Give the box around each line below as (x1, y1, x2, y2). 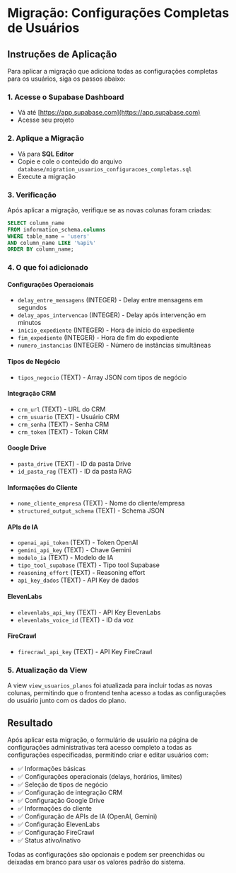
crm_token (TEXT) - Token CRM (17, 427, 109, 436)
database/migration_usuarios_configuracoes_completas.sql (17, 166, 192, 173)
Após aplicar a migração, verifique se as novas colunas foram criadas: (7, 205, 212, 214)
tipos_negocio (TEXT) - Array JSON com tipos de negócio (17, 373, 187, 382)
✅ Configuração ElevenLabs (17, 820, 100, 828)
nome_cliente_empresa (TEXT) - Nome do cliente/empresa (17, 499, 185, 508)
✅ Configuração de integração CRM (17, 788, 123, 797)
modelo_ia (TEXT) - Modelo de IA (17, 554, 114, 562)
